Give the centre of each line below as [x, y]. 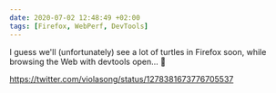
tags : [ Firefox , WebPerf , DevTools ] [79, 26]
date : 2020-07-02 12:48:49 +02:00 [75, 18]
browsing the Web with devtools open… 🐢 [88, 61]
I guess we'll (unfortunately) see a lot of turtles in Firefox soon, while [138, 51]
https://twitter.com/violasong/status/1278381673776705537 [122, 79]
